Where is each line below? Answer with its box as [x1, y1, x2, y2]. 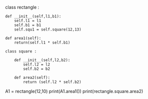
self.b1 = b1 [14, 22, 41, 27]
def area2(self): [14, 75, 50, 80]
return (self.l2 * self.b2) [23, 79, 81, 84]
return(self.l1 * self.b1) [14, 40, 70, 45]
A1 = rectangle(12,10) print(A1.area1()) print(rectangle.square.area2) [5, 88, 143, 94]
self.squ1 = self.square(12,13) [14, 27, 81, 32]
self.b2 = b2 [23, 66, 50, 71]
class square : [5, 49, 37, 54]
